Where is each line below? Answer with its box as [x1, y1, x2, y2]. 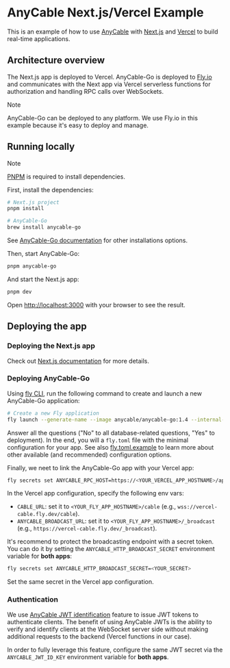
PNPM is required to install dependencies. [7, 172, 125, 181]
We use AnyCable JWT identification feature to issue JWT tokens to [7, 611, 199, 619]
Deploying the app [7, 320, 87, 333]
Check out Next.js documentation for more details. [7, 357, 149, 365]
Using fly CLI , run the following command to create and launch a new [7, 389, 202, 398]
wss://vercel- [177, 504, 218, 511]
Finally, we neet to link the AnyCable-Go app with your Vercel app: [7, 463, 194, 472]
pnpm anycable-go [7, 263, 57, 270]
